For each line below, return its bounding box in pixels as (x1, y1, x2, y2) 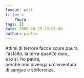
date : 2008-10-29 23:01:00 (5, 27, 63, 32)
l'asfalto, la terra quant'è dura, (5, 50, 69, 57)
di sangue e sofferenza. (5, 67, 55, 73)
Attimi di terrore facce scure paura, (5, 45, 79, 51)
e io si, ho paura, (5, 56, 41, 62)
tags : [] (5, 21, 24, 27)
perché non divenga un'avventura (5, 62, 77, 67)
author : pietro (5, 31, 38, 36)
